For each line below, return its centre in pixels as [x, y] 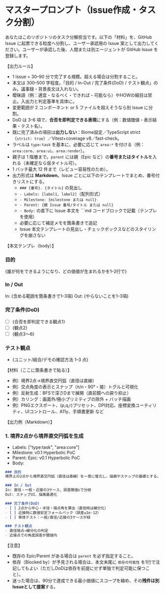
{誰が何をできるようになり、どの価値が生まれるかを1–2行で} [66, 272]
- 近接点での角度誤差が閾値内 [31, 535]
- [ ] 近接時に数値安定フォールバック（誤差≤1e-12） [53, 513]
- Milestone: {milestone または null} [58, 200]
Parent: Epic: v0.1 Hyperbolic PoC [46, 458]
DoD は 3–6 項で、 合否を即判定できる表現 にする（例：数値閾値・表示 [82, 119]
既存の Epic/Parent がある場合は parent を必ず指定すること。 [74, 556]
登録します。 [18, 55]
